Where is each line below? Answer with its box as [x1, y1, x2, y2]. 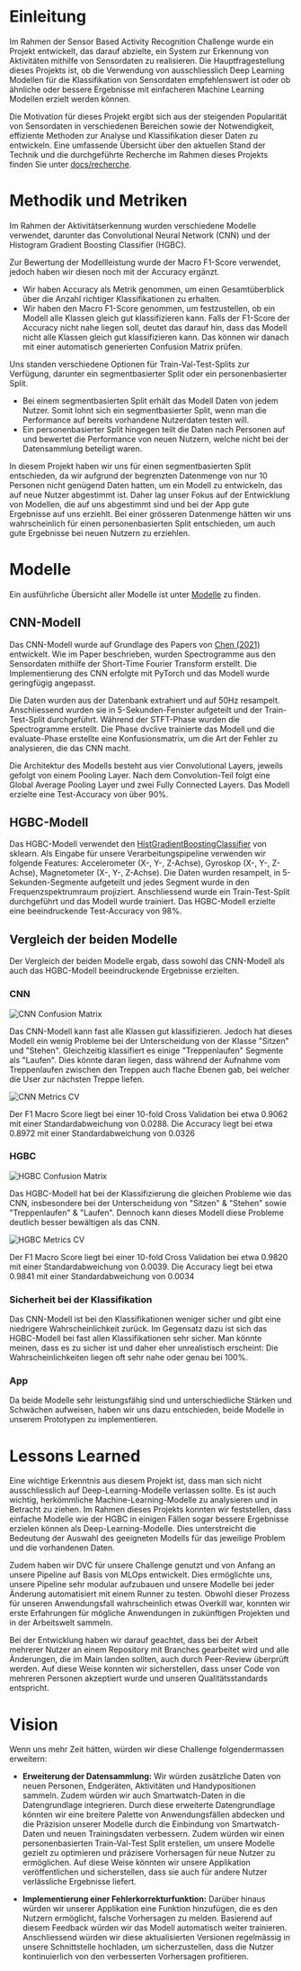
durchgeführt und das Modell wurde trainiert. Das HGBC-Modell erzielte [9, 896, 276, 907]
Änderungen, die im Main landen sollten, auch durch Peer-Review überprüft [9, 1654, 289, 1665]
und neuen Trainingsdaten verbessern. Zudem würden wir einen [46, 1829, 285, 1839]
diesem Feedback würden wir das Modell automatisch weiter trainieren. [22, 1922, 288, 1933]
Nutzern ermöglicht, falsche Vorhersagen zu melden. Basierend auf [22, 1912, 272, 1924]
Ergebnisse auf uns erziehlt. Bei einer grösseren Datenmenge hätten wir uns [9, 508, 292, 519]
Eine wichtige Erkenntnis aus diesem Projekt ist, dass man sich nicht [9, 1476, 262, 1486]
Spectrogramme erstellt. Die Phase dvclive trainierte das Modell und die [9, 723, 276, 734]
